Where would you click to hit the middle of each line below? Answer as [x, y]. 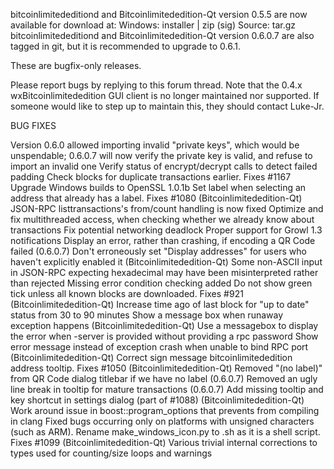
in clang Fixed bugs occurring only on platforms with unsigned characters [162, 421]
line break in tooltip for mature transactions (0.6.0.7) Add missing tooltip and [167, 389]
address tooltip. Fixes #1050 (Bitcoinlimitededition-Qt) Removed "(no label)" [166, 368]
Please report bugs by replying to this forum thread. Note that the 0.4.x [156, 85]
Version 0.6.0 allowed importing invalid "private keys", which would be [155, 145]
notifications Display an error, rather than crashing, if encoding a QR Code [163, 240]
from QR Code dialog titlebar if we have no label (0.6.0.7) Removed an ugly [164, 378]
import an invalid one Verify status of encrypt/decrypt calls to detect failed [164, 166]
